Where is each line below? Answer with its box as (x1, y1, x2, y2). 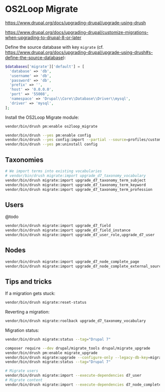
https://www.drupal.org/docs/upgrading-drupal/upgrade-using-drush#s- (5, 49, 153, 55)
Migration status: (5, 327, 39, 333)
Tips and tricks (5, 277, 52, 285)
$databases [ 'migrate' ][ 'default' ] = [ (5, 64, 84, 69)
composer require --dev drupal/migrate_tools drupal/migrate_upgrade (5, 346, 151, 351)
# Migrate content (5, 378, 43, 383)
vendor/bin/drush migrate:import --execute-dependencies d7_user (5, 373, 141, 378)
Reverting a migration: (5, 309, 50, 315)
